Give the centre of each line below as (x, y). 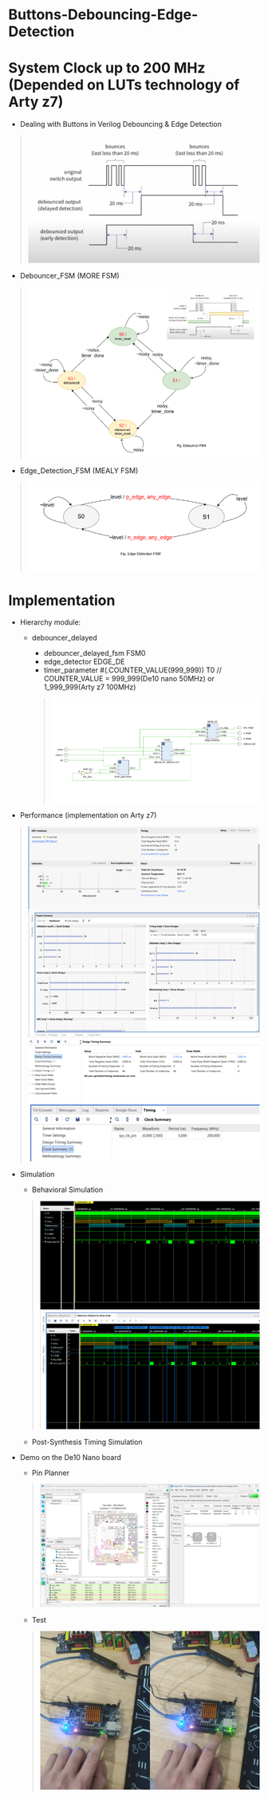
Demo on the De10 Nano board (71, 1457)
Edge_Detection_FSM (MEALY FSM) (79, 471)
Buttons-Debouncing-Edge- (103, 15)
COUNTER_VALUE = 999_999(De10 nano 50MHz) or (129, 679)
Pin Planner (51, 1473)
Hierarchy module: (50, 622)
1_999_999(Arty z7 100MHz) (90, 687)
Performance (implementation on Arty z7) (88, 815)
